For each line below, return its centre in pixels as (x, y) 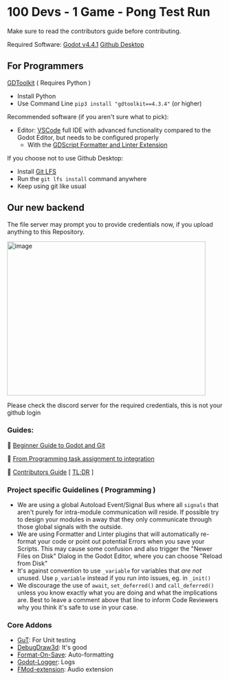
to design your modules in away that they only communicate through (114, 519)
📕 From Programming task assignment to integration (81, 458)
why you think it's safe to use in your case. (78, 608)
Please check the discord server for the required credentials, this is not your (115, 405)
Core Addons (30, 626)
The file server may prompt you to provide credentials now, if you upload (110, 224)
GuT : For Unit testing (46, 640)
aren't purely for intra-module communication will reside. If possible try (118, 512)
